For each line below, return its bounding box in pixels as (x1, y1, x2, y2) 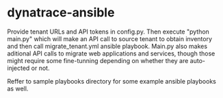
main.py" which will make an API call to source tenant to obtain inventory (7, 34, 213, 42)
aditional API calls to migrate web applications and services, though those (7, 49, 215, 58)
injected (7, 64, 30, 72)
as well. (7, 84, 29, 93)
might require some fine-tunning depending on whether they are (7, 56, 189, 64)
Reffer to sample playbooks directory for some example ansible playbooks (7, 77, 217, 85)
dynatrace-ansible (7, 5, 115, 21)
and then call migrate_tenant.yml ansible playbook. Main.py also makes (7, 42, 207, 50)
